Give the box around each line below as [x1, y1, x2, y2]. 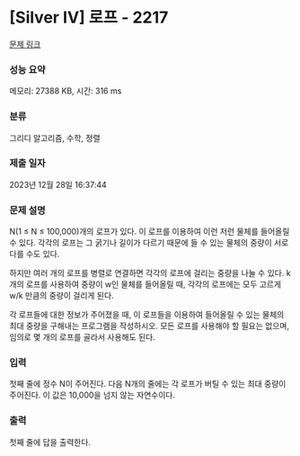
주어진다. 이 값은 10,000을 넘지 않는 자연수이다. [9, 389, 175, 400]
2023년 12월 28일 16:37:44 [9, 179, 108, 190]
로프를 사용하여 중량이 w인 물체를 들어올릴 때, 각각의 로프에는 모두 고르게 [25, 279, 281, 290]
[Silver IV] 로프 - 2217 [9, 7, 169, 28]
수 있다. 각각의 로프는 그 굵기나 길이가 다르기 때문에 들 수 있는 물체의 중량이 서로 [9, 237, 289, 248]
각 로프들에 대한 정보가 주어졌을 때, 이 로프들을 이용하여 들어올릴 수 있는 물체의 [9, 309, 285, 320]
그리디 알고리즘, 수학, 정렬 [9, 132, 101, 143]
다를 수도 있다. [9, 248, 60, 260]
